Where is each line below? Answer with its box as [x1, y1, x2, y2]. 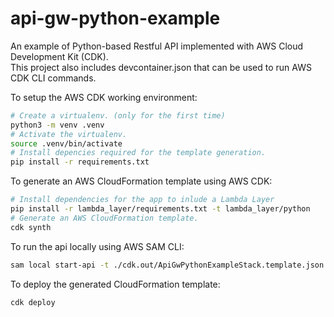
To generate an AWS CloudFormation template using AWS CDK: [10, 175, 273, 187]
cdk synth [10, 222, 52, 232]
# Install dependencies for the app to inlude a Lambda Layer [10, 195, 275, 205]
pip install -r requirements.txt [10, 157, 150, 167]
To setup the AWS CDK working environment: [10, 91, 198, 103]
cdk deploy [10, 297, 56, 307]
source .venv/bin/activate [10, 138, 123, 149]
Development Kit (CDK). [10, 50, 109, 62]
